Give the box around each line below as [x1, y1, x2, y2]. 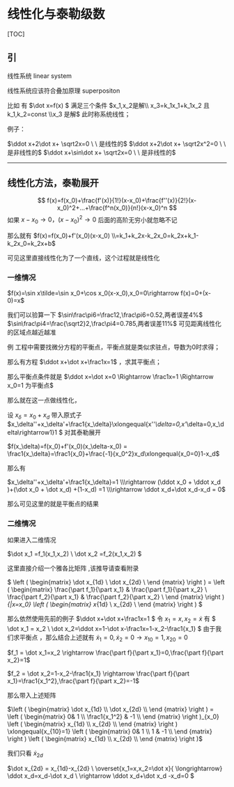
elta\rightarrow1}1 [7, 428, 58, 437]
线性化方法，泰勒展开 [7, 177, 99, 189]
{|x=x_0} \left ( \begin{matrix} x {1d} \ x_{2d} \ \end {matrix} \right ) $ [7, 600, 203, 609]
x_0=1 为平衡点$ [7, 381, 54, 390]
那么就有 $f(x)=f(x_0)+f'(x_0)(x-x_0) [7, 231, 110, 240]
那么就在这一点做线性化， [7, 396, 81, 405]
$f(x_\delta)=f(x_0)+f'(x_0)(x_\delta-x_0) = [7, 442, 127, 451]
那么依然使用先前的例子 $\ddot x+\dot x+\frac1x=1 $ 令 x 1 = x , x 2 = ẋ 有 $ [7, 614, 216, 625]
